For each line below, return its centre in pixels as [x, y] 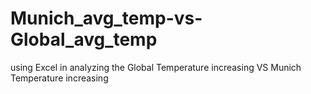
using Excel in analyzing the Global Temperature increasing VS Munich [156, 67]
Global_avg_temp [84, 39]
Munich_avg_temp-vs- [106, 18]
